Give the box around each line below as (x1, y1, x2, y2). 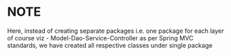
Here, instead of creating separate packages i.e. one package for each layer (7, 27, 225, 35)
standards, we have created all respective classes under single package (7, 41, 213, 49)
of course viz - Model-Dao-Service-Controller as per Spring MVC (7, 33, 194, 42)
